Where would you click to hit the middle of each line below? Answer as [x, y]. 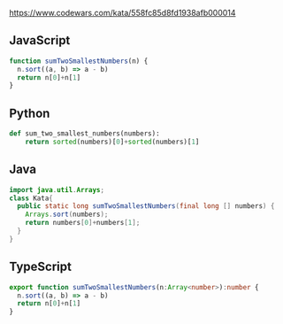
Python [30, 113]
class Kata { [31, 198]
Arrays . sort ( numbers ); [67, 215]
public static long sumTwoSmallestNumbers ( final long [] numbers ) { [146, 206]
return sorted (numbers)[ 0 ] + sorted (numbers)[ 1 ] [112, 142]
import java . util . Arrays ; [57, 189]
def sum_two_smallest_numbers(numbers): [85, 134]
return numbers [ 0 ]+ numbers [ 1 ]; [83, 223]
